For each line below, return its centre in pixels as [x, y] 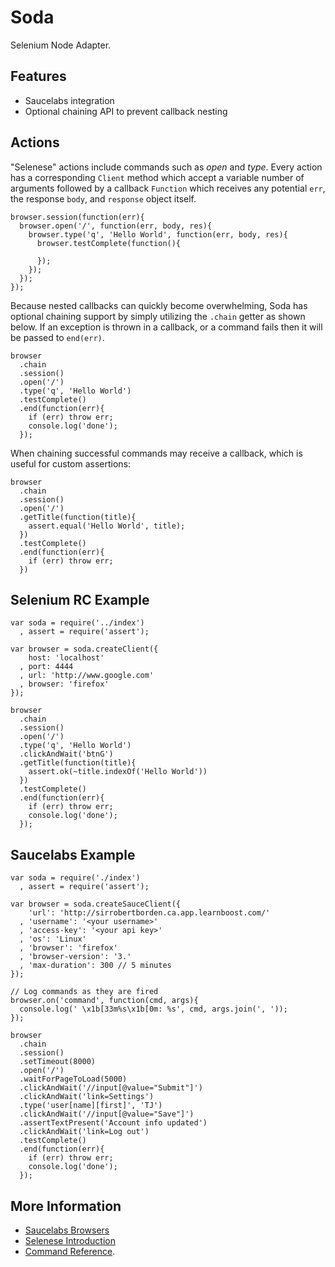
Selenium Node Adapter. [61, 45]
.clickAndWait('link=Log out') [84, 1132]
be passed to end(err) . [57, 337]
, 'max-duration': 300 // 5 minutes [95, 966]
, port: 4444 [46, 667]
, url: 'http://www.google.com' [87, 676]
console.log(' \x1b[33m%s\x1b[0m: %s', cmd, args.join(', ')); [153, 1009]
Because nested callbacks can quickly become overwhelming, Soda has [159, 305]
